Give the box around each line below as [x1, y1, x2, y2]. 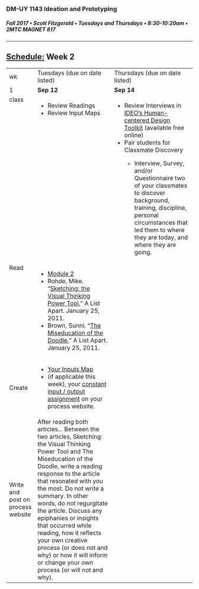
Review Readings [47, 101, 95, 110]
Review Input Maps [47, 108, 101, 117]
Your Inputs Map [47, 365, 94, 373]
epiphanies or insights [37, 514, 99, 522]
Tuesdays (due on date [37, 69, 102, 77]
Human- [144, 108, 168, 117]
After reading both [37, 417, 89, 425]
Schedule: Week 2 [6, 52, 75, 62]
